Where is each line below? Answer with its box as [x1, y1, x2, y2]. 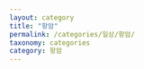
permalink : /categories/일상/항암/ [9, 30, 135, 39]
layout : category [9, 13, 75, 22]
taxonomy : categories [9, 38, 91, 47]
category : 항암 [9, 47, 63, 56]
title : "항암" [9, 22, 58, 30]
